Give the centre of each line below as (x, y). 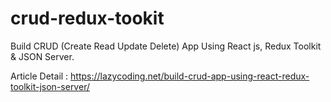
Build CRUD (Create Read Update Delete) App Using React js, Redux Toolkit (166, 46)
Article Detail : (39, 76)
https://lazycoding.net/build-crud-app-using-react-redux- (190, 76)
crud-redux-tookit (87, 18)
